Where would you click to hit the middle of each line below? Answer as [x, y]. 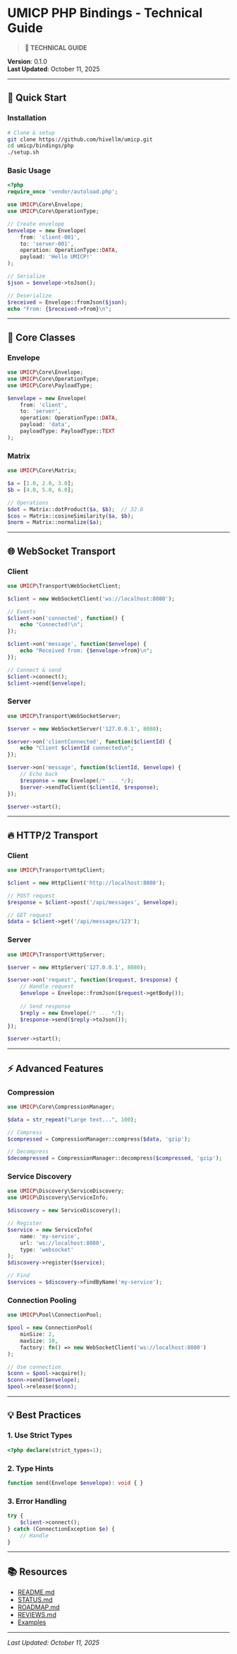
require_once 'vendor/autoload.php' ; [63, 192]
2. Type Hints [31, 1468]
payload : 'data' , [45, 425]
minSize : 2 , [37, 1335]
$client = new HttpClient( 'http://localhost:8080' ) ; [86, 883]
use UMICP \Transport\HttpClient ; [56, 870]
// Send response [45, 1006]
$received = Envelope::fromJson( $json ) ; [68, 302]
